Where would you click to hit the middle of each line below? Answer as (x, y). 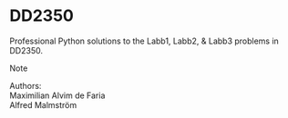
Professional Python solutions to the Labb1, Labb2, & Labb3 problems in (144, 41)
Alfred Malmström (43, 104)
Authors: (26, 85)
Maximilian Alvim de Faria (57, 95)
